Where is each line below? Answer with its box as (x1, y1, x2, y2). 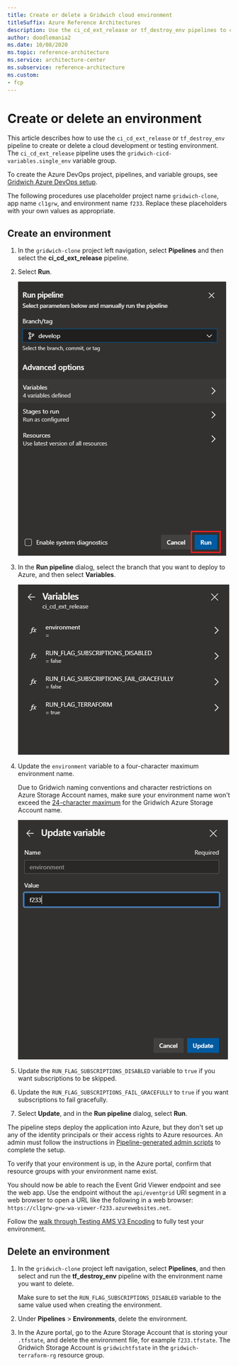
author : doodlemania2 (7, 34, 72, 41)
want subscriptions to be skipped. (17, 1074, 117, 1083)
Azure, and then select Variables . (17, 571, 116, 579)
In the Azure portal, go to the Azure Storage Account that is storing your (17, 1328, 228, 1337)
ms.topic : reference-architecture (7, 49, 110, 56)
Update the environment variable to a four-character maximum (17, 762, 200, 770)
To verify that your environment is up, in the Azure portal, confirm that (7, 1159, 212, 1168)
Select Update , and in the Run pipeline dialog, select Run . (17, 1109, 188, 1118)
